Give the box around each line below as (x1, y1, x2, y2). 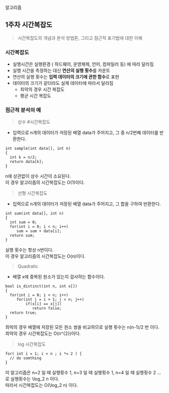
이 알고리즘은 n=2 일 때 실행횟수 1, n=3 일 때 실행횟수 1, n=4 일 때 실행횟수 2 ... (5, 370, 161, 376)
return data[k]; (10, 159, 44, 164)
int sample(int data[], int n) (5, 146, 71, 151)
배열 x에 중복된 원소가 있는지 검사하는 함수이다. (12, 274, 105, 280)
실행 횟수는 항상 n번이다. (5, 247, 54, 253)
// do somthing (10, 356, 42, 361)
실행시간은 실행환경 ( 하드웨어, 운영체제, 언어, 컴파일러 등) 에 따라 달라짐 (12, 61, 154, 67)
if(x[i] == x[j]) (25, 302, 62, 307)
